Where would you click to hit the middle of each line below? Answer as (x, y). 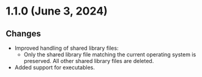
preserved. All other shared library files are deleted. (89, 61)
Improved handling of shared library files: (66, 48)
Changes (23, 34)
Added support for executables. (55, 67)
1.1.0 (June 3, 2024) (57, 11)
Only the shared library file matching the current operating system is (110, 55)
